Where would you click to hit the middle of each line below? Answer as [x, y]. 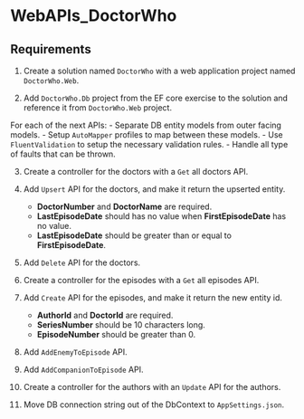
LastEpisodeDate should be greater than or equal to [134, 235]
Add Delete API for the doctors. [82, 262]
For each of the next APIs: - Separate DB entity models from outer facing [146, 125]
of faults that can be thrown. [63, 154]
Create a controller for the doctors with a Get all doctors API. [136, 171]
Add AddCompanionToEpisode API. [83, 369]
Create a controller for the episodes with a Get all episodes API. [141, 280]
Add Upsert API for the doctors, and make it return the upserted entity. [154, 189]
